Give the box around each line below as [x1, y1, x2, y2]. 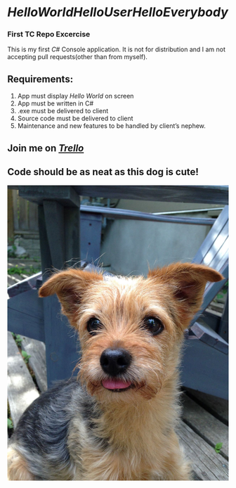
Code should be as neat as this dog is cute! [7, 166, 199, 178]
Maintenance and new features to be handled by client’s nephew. [17, 122, 206, 130]
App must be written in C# [17, 99, 94, 108]
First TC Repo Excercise [7, 30, 91, 39]
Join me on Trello [7, 142, 84, 154]
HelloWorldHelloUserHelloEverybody [7, 4, 228, 20]
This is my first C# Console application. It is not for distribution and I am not [7, 45, 226, 53]
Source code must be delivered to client [17, 114, 133, 123]
